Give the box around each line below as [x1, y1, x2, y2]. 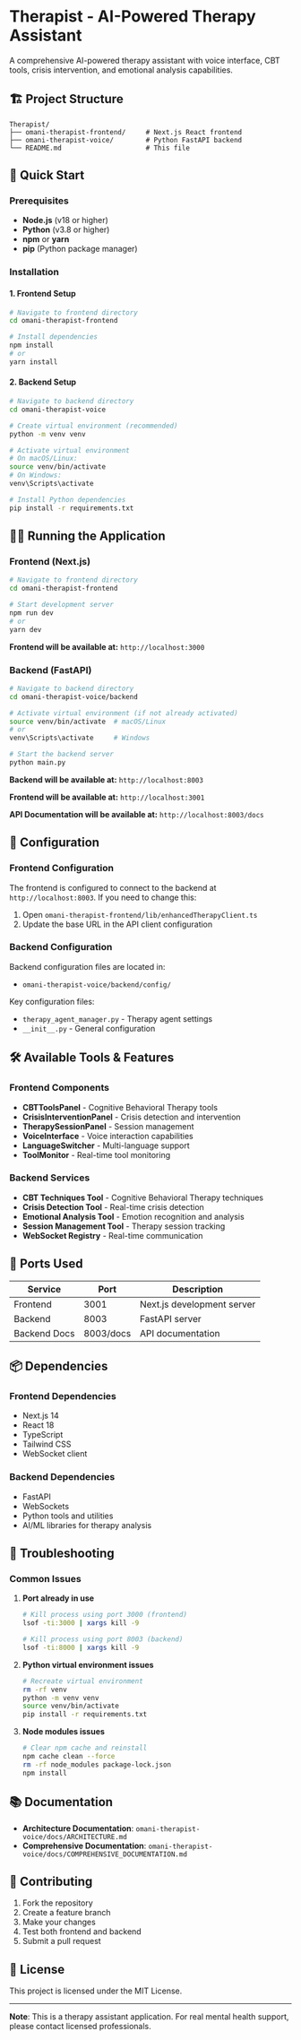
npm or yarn [21, 234, 70, 245]
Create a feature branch [21, 1907, 111, 1918]
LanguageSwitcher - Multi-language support [21, 1140, 190, 1151]
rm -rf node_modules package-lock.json [21, 1759, 172, 1769]
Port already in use [21, 1593, 95, 1603]
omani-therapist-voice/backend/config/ [21, 980, 172, 990]
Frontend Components [9, 1082, 110, 1094]
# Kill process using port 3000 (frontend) [21, 1611, 188, 1620]
